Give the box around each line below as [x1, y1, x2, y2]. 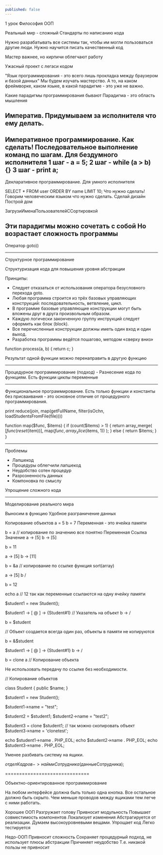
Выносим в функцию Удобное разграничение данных [5, 511, 116, 517]
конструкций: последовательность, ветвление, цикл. [12, 300, 122, 306]
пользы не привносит [5, 844, 50, 850]
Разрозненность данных [12, 473, 63, 479]
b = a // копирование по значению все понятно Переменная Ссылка [5, 530, 147, 536]
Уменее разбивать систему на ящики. [5, 752, 84, 758]
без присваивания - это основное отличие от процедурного [5, 393, 130, 399]
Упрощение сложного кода [5, 487, 62, 493]
